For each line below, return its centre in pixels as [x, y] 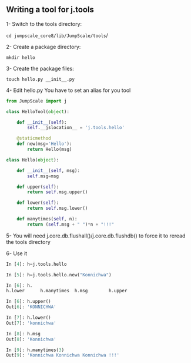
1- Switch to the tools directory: [44, 24]
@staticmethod [34, 138]
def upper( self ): [38, 187]
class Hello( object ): [33, 160]
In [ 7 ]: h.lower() [29, 318]
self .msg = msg [43, 176]
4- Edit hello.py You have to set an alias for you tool [68, 90]
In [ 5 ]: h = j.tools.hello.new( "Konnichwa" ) [59, 275]
